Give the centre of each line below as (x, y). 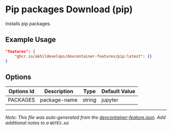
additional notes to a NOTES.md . (38, 123)
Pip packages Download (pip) (69, 9)
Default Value (119, 92)
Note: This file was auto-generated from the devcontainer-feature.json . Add (85, 117)
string (90, 100)
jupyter (110, 100)
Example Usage (31, 40)
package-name (59, 100)
